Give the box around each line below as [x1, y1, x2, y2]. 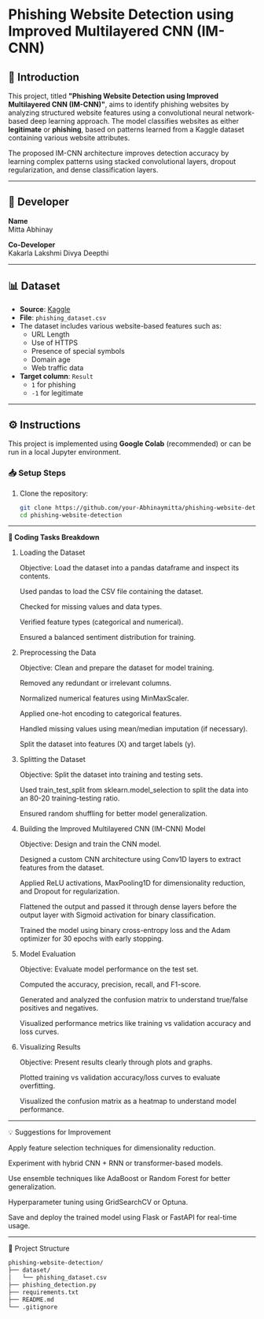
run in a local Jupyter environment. [8, 448, 122, 457]
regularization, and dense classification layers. [8, 165, 159, 174]
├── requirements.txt [8, 1288, 79, 1296]
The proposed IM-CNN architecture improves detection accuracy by [8, 148, 229, 158]
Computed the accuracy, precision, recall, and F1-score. [19, 979, 202, 990]
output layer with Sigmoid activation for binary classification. [19, 910, 216, 920]
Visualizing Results [19, 1042, 81, 1052]
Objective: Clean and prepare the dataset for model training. [19, 663, 214, 673]
